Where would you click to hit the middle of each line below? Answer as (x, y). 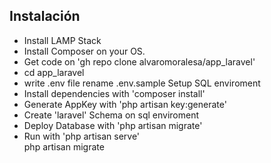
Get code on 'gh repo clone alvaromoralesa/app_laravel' (139, 61)
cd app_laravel (54, 72)
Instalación (45, 16)
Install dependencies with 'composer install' (114, 93)
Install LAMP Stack (62, 40)
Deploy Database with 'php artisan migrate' (113, 125)
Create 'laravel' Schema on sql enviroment (111, 115)
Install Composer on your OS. (84, 51)
